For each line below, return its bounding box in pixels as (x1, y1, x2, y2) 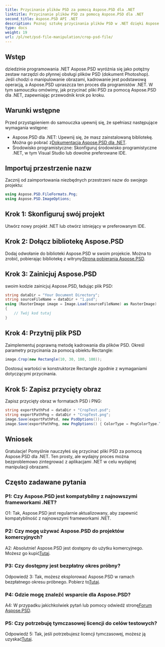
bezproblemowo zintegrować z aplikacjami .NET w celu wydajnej (5, 459, 137, 464)
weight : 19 (5, 30, 27, 35)
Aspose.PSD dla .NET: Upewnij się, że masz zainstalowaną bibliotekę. (12, 134, 153, 140)
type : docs (5, 26, 27, 31)
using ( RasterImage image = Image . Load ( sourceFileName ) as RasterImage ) (5, 302, 157, 307)
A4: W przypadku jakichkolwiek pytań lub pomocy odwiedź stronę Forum (5, 602, 152, 608)
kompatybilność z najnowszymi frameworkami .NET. (5, 515, 111, 522)
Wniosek (5, 435, 33, 443)
